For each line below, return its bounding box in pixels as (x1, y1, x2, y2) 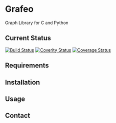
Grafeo (5, 3, 34, 15)
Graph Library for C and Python (5, 20, 69, 26)
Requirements (5, 61, 49, 70)
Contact (5, 112, 30, 120)
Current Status (5, 34, 51, 42)
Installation (5, 78, 40, 87)
